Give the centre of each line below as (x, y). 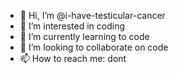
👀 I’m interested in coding (72, 26)
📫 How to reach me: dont (73, 58)
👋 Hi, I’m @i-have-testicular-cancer (92, 15)
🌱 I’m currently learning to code (84, 36)
